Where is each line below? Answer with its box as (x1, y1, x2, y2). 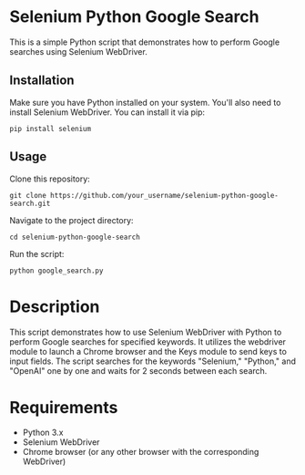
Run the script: (9, 248, 65, 259)
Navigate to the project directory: (9, 214, 134, 225)
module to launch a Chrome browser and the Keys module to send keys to (9, 346, 287, 356)
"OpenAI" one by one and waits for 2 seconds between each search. (9, 365, 268, 376)
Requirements (9, 397, 118, 418)
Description (9, 296, 100, 316)
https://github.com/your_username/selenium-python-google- (49, 191, 280, 200)
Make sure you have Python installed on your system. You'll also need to (9, 97, 281, 108)
